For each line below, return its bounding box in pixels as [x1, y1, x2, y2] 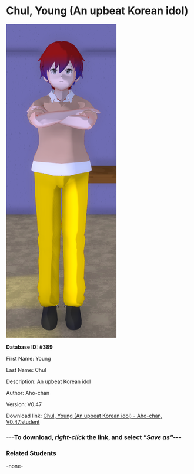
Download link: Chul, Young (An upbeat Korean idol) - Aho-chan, [6, 412, 163, 419]
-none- [6, 462, 24, 470]
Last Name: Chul [6, 366, 46, 373]
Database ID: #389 [6, 344, 53, 351]
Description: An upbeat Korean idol [6, 378, 91, 385]
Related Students [6, 449, 57, 457]
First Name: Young [6, 355, 51, 362]
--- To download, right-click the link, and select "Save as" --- [6, 433, 182, 441]
